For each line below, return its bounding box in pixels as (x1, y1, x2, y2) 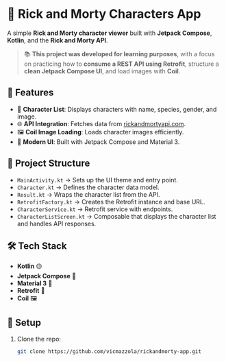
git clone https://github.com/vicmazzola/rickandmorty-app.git (16, 348, 202, 355)
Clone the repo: (16, 335, 62, 343)
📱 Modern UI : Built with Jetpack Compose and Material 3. (16, 137, 180, 146)
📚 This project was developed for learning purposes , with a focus (23, 49, 215, 58)
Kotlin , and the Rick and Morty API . (7, 36, 108, 44)
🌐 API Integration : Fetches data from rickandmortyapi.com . (16, 119, 186, 128)
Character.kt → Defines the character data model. (16, 183, 160, 191)
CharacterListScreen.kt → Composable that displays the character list (16, 212, 216, 220)
